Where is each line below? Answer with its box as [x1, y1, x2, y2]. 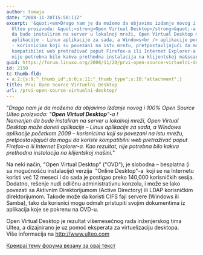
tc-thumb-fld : [6, 71, 42, 77]
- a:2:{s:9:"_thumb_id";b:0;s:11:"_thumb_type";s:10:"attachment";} [6, 76, 182, 82]
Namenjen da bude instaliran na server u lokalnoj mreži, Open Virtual [6, 117, 179, 124]
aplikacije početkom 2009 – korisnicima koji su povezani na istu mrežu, [6, 129, 184, 137]
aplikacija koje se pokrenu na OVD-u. [6, 205, 98, 213]
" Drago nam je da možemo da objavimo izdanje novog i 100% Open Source [6, 104, 195, 111]
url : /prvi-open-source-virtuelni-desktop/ [6, 88, 118, 94]
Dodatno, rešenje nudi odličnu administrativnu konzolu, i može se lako [6, 179, 181, 187]
